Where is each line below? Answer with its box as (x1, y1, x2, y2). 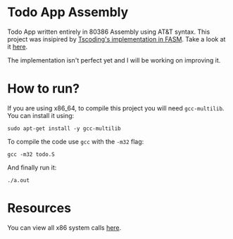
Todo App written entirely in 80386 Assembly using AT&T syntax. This (7, 27, 210, 36)
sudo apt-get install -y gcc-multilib (7, 124, 121, 132)
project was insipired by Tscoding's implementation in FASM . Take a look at (7, 34, 226, 43)
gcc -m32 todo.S (7, 150, 55, 158)
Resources (7, 200, 72, 217)
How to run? (7, 81, 80, 97)
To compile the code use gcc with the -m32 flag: (7, 137, 144, 146)
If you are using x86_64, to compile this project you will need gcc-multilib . (7, 103, 225, 112)
